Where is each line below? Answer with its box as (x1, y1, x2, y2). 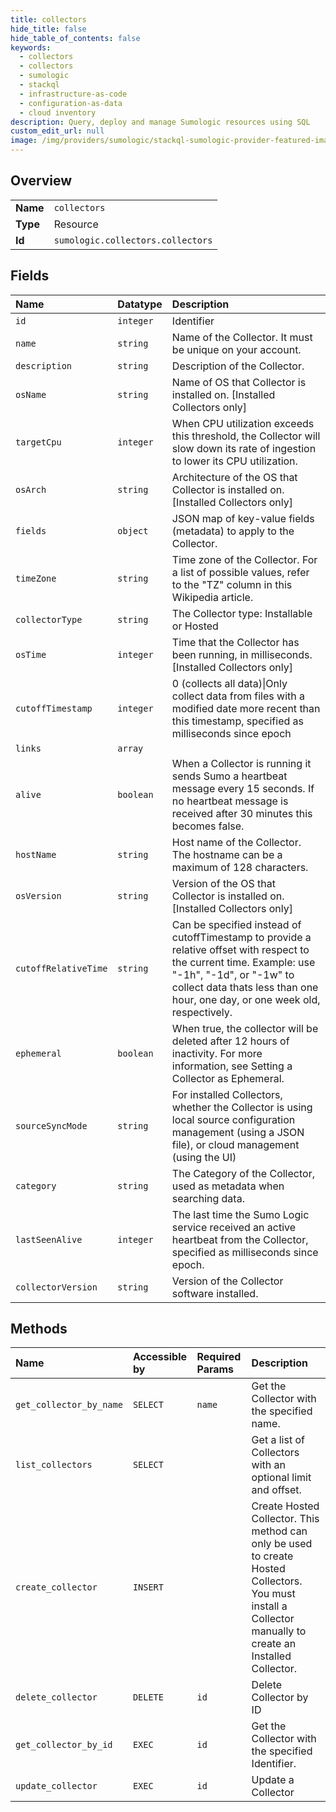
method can (251, 1524, 308, 1538)
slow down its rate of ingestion (171, 441, 317, 455)
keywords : (10, 42, 52, 53)
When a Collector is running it (171, 756, 312, 770)
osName (15, 389, 47, 400)
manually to (251, 1624, 307, 1638)
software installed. (171, 1286, 259, 1300)
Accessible (132, 1350, 188, 1364)
